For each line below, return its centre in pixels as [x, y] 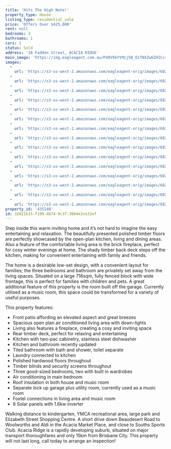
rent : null [17, 29]
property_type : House [28, 15]
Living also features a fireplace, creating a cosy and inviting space [82, 328]
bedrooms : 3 [18, 34]
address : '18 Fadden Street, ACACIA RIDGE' [52, 52]
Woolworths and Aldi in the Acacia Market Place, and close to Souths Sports [85, 425]
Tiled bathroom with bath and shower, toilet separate [68, 350]
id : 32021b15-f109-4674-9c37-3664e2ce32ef [51, 214]
